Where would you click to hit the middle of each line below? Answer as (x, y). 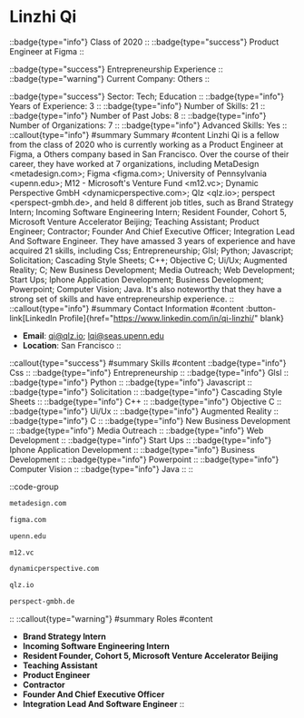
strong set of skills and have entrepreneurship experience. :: (122, 299)
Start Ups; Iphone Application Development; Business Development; (137, 280)
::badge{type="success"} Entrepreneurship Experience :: (117, 69)
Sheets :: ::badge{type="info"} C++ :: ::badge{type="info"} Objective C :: (146, 401)
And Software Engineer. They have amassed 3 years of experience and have (152, 241)
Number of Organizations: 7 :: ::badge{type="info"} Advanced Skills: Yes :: (148, 125)
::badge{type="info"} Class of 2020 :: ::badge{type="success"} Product (144, 42)
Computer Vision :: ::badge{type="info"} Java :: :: (101, 468)
